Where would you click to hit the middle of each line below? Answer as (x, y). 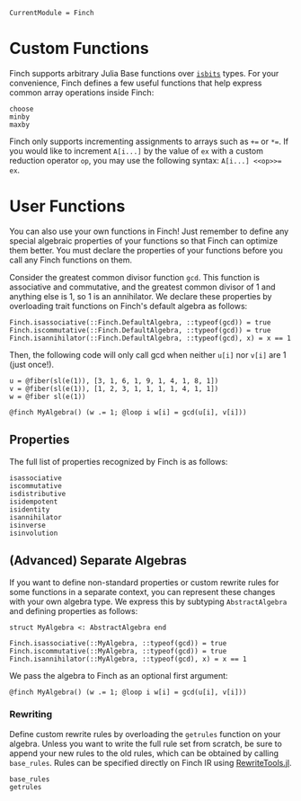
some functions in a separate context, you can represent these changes (142, 592)
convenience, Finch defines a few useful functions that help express (136, 83)
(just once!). (32, 364)
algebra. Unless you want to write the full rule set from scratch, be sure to (146, 743)
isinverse (28, 525)
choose (22, 109)
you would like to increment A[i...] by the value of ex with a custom (136, 151)
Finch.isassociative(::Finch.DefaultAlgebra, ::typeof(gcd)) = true (140, 322)
